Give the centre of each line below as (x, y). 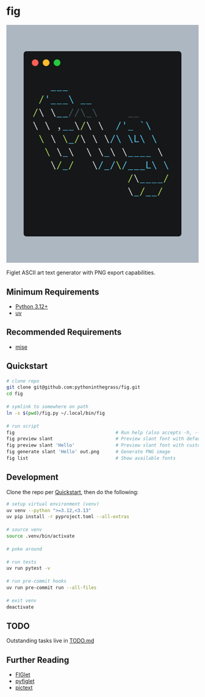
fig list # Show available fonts (91, 458)
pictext (24, 688)
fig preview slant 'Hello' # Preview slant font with (95, 445)
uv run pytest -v (28, 568)
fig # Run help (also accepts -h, (99, 432)
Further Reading (38, 660)
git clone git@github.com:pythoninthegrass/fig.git (73, 387)
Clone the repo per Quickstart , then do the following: (73, 492)
